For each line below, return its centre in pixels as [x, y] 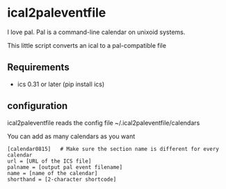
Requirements [38, 67]
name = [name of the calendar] [53, 173]
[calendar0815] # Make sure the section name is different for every [113, 149]
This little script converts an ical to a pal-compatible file [87, 45]
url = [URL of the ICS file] [49, 161]
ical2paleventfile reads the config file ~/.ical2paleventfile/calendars [104, 122]
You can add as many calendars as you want [71, 136]
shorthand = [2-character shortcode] [62, 179]
